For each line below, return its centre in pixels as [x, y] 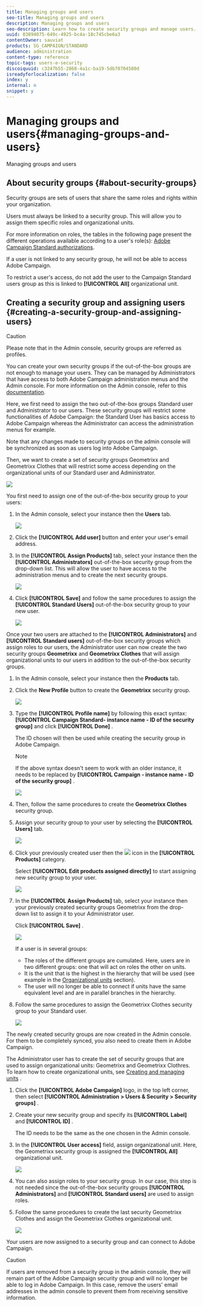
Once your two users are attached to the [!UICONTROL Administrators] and [101, 634]
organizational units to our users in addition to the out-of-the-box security [98, 660]
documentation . [26, 392]
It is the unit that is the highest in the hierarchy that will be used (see [109, 973]
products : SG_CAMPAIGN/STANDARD [47, 46]
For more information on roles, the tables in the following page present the [99, 234]
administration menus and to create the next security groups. [91, 575]
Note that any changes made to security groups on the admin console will [98, 442]
